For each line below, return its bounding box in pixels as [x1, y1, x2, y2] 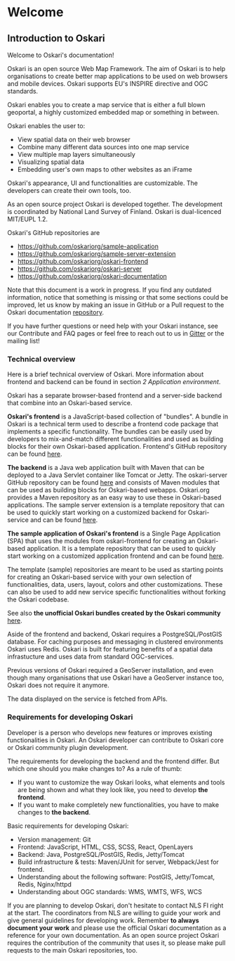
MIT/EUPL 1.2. [7, 215, 48, 223]
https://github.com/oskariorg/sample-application [17, 242, 159, 250]
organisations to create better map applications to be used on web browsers [7, 72, 228, 80]
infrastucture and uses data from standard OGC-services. [7, 652, 174, 661]
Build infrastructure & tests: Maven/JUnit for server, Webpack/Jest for [17, 858, 220, 866]
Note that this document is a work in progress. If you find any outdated [7, 286, 212, 294]
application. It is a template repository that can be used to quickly [27, 545, 216, 553]
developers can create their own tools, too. [7, 186, 131, 194]
